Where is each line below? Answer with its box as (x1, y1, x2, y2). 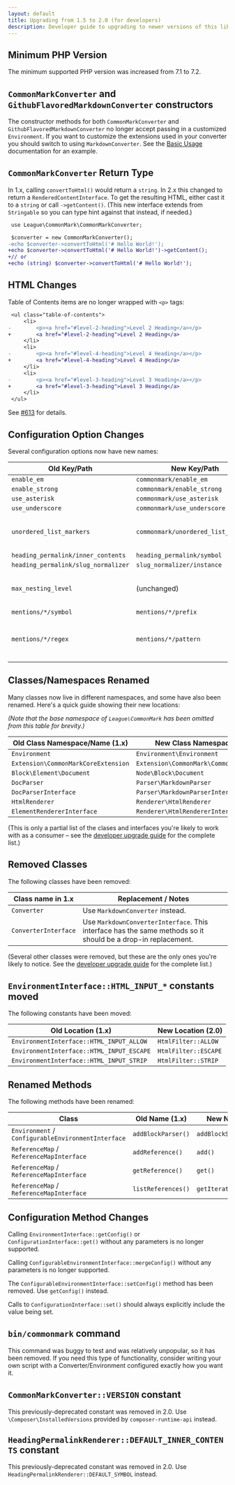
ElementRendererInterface (11, 807, 98, 815)
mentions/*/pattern (136, 635, 201, 643)
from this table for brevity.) (8, 721, 85, 730)
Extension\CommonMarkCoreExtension (11, 759, 130, 767)
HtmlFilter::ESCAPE (157, 1047, 222, 1055)
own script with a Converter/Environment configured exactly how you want (8, 1361, 223, 1369)
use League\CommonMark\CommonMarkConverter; (10, 221, 142, 228)
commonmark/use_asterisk (136, 494, 219, 503)
